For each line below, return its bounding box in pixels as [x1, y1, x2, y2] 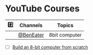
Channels [19, 22, 43, 29]
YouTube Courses [5, 3, 80, 14]
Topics [57, 22, 74, 29]
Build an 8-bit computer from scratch [12, 44, 88, 50]
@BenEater [18, 31, 45, 38]
